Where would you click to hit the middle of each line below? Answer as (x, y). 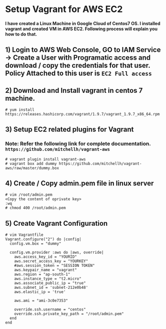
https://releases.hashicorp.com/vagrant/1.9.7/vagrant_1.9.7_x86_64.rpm (82, 114)
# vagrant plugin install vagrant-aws (45, 159)
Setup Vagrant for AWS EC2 (64, 9)
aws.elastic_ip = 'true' (40, 292)
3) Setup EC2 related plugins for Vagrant (69, 130)
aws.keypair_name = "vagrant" (46, 270)
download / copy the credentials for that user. (78, 65)
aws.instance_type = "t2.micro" (48, 279)
